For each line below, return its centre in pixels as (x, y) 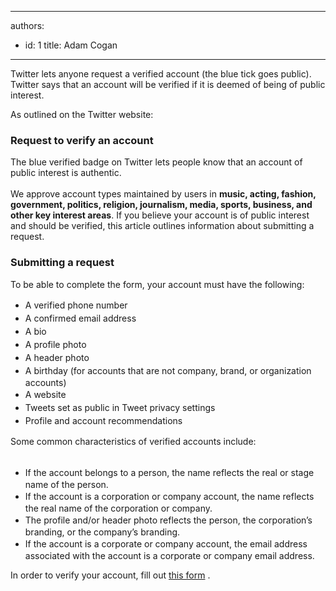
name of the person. (66, 484)
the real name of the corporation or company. (118, 508)
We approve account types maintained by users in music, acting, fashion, (163, 194)
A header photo (57, 357)
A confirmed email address (80, 318)
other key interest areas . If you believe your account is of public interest (160, 215)
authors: (27, 25)
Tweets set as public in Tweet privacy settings (120, 407)
